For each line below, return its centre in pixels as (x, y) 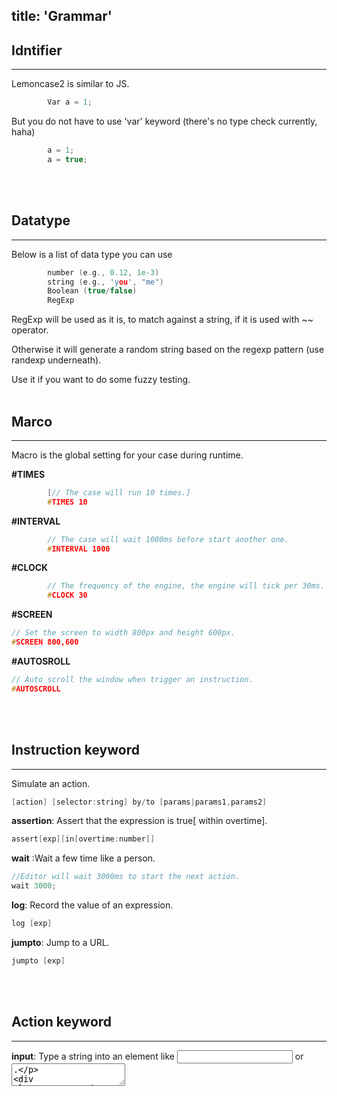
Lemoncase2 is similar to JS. (70, 84)
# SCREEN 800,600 (45, 642)
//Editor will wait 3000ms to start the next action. (126, 877)
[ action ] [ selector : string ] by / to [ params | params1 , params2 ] (139, 802)
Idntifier (37, 50)
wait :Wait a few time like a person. (83, 858)
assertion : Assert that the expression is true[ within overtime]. (139, 821)
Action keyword (62, 1022)
